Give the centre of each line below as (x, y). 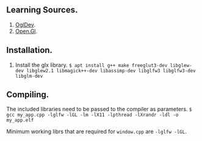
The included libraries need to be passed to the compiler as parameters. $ (99, 109)
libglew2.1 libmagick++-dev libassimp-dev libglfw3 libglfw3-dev (111, 70)
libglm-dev (29, 76)
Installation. (30, 50)
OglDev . (25, 24)
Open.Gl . (26, 31)
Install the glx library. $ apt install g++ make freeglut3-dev (91, 65)
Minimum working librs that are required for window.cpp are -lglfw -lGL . (97, 132)
